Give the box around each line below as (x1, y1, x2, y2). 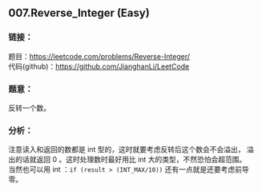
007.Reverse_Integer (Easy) (8, 6, 150, 20)
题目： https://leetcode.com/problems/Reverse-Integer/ (8, 51, 191, 61)
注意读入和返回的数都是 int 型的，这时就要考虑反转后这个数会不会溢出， (8, 145, 246, 154)
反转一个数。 (8, 103, 50, 113)
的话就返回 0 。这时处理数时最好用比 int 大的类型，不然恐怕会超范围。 (14, 155, 247, 165)
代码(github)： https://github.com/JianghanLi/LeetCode (8, 62, 190, 71)
